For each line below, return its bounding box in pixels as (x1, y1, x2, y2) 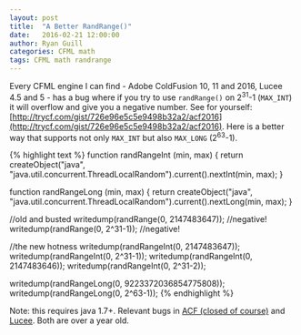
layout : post (9, 13, 59, 23)
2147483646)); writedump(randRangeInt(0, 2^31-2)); (9, 260, 206, 271)
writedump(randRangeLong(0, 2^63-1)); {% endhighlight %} (9, 288, 235, 299)
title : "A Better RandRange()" (9, 22, 132, 31)
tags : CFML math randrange (9, 56, 112, 65)
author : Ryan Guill (9, 38, 84, 48)
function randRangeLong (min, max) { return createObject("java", (9, 187, 253, 198)
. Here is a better (221, 120, 285, 132)
